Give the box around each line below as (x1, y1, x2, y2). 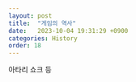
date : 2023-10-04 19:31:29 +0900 (8, 27, 129, 35)
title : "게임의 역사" (8, 19, 77, 27)
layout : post (8, 11, 53, 20)
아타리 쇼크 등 (8, 65, 53, 75)
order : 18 (8, 42, 42, 50)
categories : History (8, 34, 79, 43)
